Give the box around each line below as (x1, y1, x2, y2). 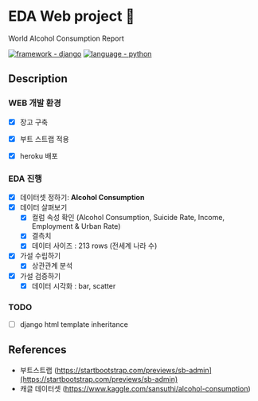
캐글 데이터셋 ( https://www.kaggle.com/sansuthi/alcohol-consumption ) (19, 383, 251, 393)
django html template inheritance (19, 319, 129, 329)
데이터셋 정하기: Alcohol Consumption (19, 193, 145, 202)
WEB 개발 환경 (8, 97, 61, 108)
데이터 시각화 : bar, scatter (31, 281, 116, 290)
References (8, 343, 67, 357)
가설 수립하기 (19, 251, 61, 261)
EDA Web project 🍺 (8, 7, 135, 26)
